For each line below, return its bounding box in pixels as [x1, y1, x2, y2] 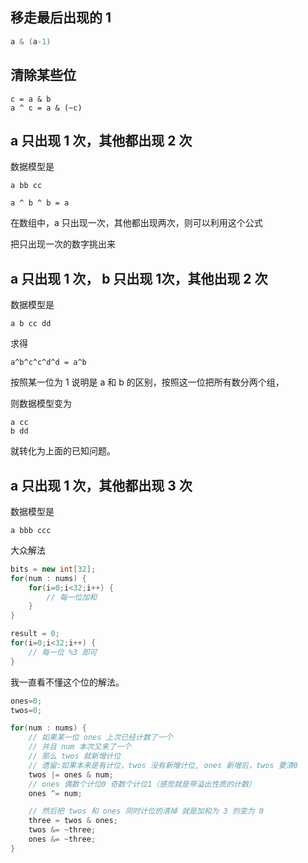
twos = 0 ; [10, 705, 43, 715]
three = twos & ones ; [28, 816, 118, 826]
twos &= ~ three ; [28, 825, 97, 835]
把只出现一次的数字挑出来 [10, 238, 116, 250]
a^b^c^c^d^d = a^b [10, 358, 87, 368]
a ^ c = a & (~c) [10, 103, 83, 113]
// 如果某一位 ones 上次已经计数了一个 [28, 733, 173, 743]
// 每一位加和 [46, 592, 98, 602]
